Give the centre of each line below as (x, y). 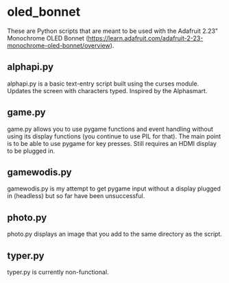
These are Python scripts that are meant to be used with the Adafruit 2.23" (112, 31)
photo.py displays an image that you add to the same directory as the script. (115, 234)
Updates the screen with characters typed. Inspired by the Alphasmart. (107, 90)
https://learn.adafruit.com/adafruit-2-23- (146, 38)
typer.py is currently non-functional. (58, 272)
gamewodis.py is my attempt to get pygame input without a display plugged (114, 188)
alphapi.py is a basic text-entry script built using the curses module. (103, 84)
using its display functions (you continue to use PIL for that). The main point (114, 136)
